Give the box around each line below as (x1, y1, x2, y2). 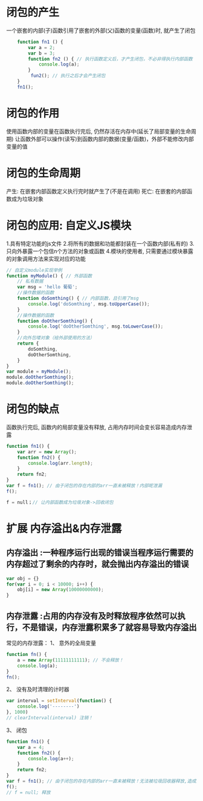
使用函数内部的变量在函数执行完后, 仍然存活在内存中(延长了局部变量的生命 (6, 127, 192, 135)
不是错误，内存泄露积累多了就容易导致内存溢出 (22, 622, 197, 632)
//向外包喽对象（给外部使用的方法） (17, 335, 95, 341)
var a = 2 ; (28, 44, 56, 50)
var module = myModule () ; (6, 368, 71, 375)
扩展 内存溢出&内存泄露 (6, 521, 122, 535)
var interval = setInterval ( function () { (6, 698, 112, 704)
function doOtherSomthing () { (17, 318, 94, 324)
